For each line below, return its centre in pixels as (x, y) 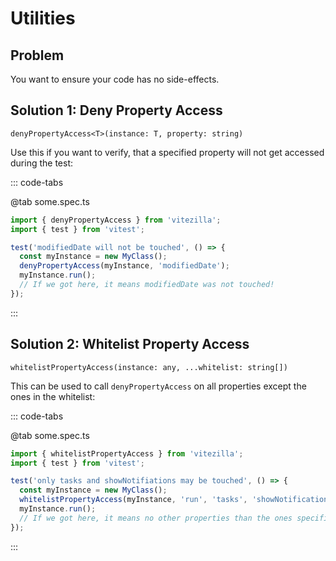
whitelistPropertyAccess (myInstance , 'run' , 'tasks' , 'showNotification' (176, 500)
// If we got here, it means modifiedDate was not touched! (147, 285)
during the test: (42, 163)
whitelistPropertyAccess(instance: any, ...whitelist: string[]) (149, 367)
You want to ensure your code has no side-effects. (115, 79)
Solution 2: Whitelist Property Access (130, 344)
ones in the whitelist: (53, 396)
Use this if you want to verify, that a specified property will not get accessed (167, 152)
